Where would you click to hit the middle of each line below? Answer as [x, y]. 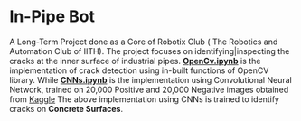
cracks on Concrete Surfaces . [66, 108]
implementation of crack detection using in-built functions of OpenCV [139, 70]
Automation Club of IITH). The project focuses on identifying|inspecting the [150, 51]
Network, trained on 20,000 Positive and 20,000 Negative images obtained [149, 89]
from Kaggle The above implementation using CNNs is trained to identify [145, 99]
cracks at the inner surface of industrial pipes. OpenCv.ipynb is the [135, 60]
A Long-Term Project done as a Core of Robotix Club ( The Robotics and [144, 42]
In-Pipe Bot [52, 17]
